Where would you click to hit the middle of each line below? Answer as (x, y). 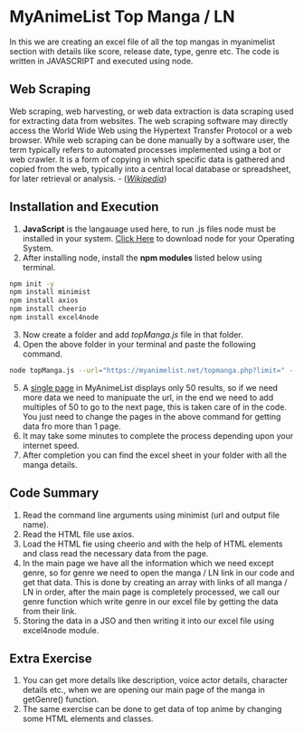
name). (36, 524)
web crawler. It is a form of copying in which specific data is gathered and (147, 159)
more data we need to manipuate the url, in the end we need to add (148, 397)
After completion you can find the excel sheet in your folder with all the (155, 455)
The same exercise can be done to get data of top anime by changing (152, 709)
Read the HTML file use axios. (78, 534)
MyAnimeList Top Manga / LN (122, 17)
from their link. (50, 611)
